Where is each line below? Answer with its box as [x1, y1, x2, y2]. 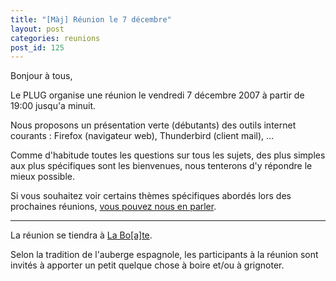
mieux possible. [10, 171, 75, 183]
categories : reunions [10, 33, 101, 43]
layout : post [10, 24, 65, 34]
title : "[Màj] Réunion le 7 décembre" [10, 14, 172, 25]
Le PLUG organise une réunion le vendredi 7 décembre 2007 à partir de [10, 89, 305, 101]
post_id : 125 [10, 42, 65, 53]
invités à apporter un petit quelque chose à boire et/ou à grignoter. [10, 259, 285, 271]
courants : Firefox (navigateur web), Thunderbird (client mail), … [10, 130, 275, 142]
